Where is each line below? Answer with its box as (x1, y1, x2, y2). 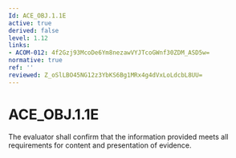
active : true (8, 19, 52, 27)
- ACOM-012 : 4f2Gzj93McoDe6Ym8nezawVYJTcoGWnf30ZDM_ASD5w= (8, 49, 210, 57)
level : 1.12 (8, 34, 48, 42)
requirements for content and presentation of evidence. (8, 140, 192, 150)
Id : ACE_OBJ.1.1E (8, 11, 67, 20)
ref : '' (8, 64, 35, 72)
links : (8, 41, 31, 49)
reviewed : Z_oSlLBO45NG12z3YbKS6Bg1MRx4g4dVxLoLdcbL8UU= (8, 71, 203, 79)
